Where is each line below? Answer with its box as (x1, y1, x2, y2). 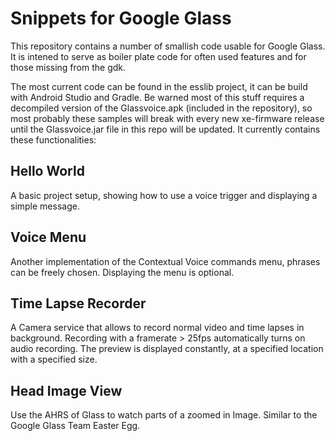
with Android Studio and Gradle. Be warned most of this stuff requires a (10, 91, 305, 103)
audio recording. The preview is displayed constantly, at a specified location (10, 343, 324, 355)
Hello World (10, 163, 85, 180)
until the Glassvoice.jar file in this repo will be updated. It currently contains (10, 123, 321, 135)
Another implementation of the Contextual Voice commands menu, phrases (10, 255, 321, 267)
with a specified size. (10, 353, 98, 366)
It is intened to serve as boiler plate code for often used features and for (10, 50, 307, 62)
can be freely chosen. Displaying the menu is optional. (10, 266, 235, 278)
